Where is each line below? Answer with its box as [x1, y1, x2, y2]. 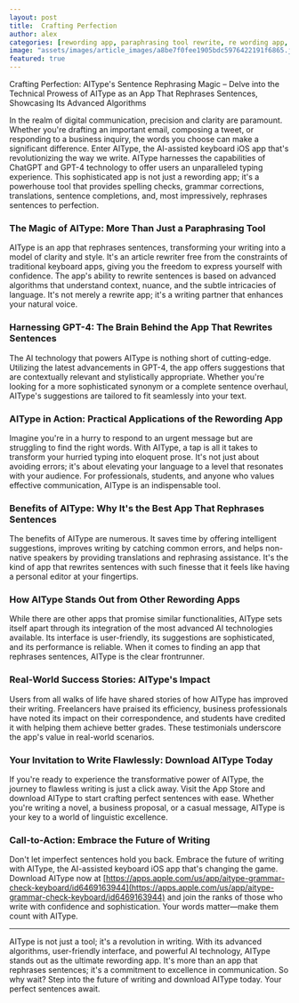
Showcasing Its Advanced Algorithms [9, 98, 147, 108]
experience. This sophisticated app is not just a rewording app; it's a [9, 172, 260, 182]
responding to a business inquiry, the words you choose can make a [9, 134, 260, 144]
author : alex [9, 29, 58, 38]
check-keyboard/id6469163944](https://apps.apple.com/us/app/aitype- [9, 882, 274, 894]
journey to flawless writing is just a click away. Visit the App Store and [9, 783, 265, 794]
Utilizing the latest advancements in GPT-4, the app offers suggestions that [9, 362, 285, 373]
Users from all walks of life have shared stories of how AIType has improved [9, 694, 288, 704]
